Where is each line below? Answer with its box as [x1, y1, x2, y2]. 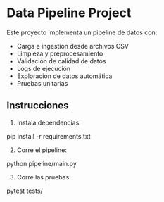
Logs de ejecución [16, 64, 71, 72]
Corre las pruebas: [16, 172, 71, 181]
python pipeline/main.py [6, 159, 77, 168]
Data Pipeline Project [6, 5, 132, 21]
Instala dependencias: [16, 118, 82, 127]
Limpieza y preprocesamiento [16, 49, 103, 58]
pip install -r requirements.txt [6, 132, 91, 140]
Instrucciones [6, 100, 69, 112]
